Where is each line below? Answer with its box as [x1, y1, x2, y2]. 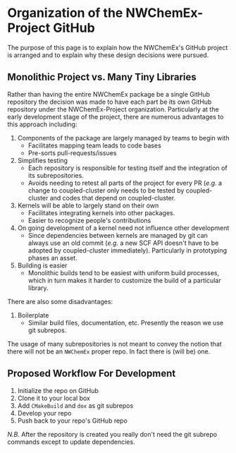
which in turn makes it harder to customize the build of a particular [27, 276, 221, 284]
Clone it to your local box [17, 394, 90, 402]
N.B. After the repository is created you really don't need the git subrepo [7, 430, 217, 438]
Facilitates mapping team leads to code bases [27, 141, 162, 150]
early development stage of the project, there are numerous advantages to [7, 112, 224, 121]
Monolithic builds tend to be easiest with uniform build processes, [27, 268, 220, 277]
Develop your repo [17, 409, 72, 417]
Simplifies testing [17, 156, 68, 164]
